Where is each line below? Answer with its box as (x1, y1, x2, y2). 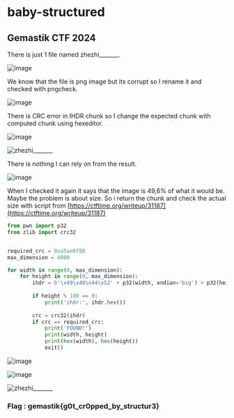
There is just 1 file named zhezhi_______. (7, 50, 120, 59)
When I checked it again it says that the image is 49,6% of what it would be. (7, 187, 225, 195)
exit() (44, 344, 64, 351)
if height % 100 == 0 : (32, 293, 98, 300)
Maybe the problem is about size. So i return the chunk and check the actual (7, 194, 226, 202)
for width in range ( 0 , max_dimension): (7, 266, 123, 274)
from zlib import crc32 (7, 229, 77, 235)
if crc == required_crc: (32, 318, 104, 325)
